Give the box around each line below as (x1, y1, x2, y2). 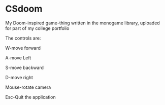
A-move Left (5, 54, 31, 61)
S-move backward (5, 64, 44, 71)
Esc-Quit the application (5, 94, 56, 100)
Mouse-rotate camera (5, 84, 51, 90)
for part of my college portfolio (5, 25, 70, 31)
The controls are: (5, 35, 41, 41)
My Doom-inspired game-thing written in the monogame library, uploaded (5, 20, 160, 26)
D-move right (5, 74, 33, 80)
